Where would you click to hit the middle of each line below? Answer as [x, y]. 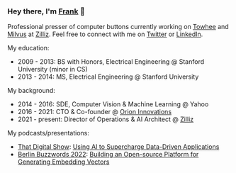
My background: [31, 91]
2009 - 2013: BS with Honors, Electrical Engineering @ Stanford [111, 62]
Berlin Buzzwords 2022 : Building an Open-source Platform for [108, 155]
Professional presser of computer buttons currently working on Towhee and [118, 27]
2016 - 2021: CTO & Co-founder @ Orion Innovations [95, 112]
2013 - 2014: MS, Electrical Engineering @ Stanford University [108, 77]
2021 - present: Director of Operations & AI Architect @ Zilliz [106, 119]
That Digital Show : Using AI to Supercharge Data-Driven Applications [118, 147]
